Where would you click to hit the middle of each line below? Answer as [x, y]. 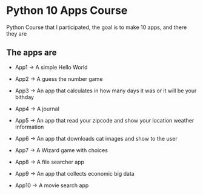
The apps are [32, 53]
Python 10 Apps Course [67, 11]
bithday [25, 97]
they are [17, 33]
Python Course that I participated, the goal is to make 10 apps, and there [97, 27]
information [29, 127]
